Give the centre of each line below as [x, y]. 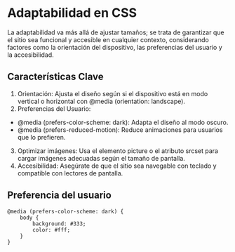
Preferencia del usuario [60, 195]
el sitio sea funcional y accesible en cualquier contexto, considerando [108, 39]
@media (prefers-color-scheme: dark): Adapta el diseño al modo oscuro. [123, 122]
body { [29, 218]
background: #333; [59, 224]
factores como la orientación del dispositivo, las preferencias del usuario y [115, 47]
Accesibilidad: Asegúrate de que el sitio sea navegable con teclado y [117, 166]
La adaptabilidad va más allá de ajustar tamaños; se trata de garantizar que [116, 32]
